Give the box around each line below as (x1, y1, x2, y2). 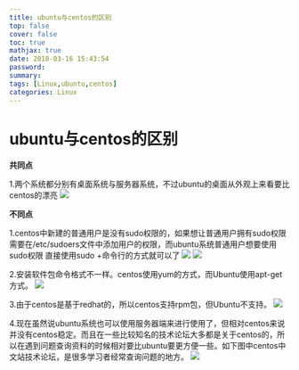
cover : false (9, 29, 58, 38)
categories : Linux (9, 87, 77, 96)
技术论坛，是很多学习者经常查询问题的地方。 (24, 351, 189, 362)
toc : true (9, 37, 46, 47)
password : (9, 63, 46, 72)
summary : (9, 71, 42, 80)
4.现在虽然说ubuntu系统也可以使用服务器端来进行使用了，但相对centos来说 (9, 318, 286, 329)
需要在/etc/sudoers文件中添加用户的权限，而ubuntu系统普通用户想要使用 (9, 239, 278, 250)
